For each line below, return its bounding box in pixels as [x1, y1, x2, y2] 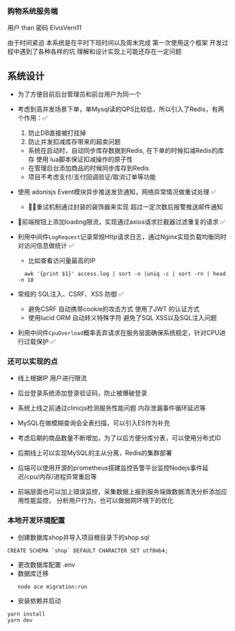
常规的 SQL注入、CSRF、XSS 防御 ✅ [17, 290, 125, 299]
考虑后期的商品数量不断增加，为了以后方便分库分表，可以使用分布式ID [17, 434, 222, 442]
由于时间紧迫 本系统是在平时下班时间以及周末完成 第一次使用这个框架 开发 [7, 39, 222, 47]
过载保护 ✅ [23, 337, 56, 346]
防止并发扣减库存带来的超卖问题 [27, 137, 121, 146]
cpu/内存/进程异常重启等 [25, 473, 97, 481]
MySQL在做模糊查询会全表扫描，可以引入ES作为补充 [17, 419, 170, 427]
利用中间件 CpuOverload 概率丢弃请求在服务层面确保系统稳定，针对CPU [17, 329, 220, 337]
